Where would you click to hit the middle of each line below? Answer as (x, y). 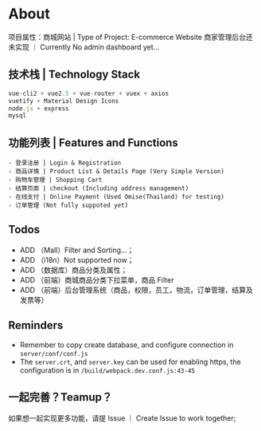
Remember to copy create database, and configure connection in (127, 345)
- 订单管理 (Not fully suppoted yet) (68, 206)
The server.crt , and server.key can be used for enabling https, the (130, 362)
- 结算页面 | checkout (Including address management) (99, 188)
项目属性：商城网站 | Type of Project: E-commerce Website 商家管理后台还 (130, 37)
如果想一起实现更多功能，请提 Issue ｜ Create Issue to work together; (122, 418)
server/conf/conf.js (54, 354)
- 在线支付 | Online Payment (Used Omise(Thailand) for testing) (117, 197)
